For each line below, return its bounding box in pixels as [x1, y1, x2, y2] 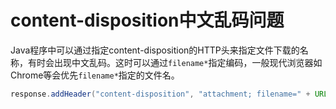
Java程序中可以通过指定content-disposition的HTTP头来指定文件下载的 [10, 44, 300, 56]
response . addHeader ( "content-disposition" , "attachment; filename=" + [10, 89, 311, 99]
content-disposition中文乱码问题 [10, 9, 285, 32]
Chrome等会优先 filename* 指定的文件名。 [10, 69, 180, 81]
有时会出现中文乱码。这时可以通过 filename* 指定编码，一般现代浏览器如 [27, 56, 323, 68]
